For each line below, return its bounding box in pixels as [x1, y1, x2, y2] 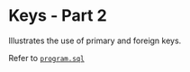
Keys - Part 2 [8, 5, 107, 26]
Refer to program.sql [8, 52, 85, 63]
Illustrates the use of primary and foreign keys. [8, 35, 182, 46]
